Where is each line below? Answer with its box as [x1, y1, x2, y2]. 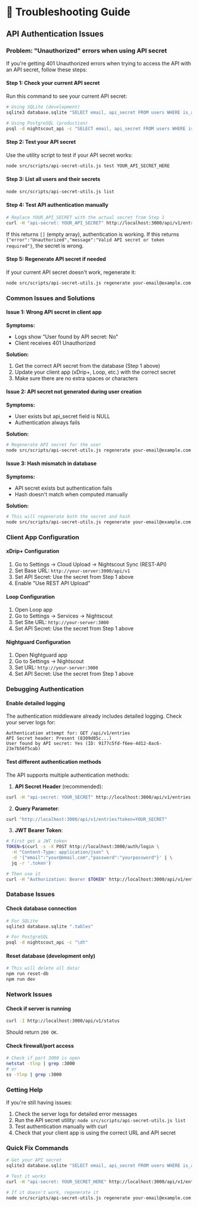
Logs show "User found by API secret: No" [14, 333, 119, 340]
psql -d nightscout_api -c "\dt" [6, 939, 88, 945]
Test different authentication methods [6, 759, 101, 766]
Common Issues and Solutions [6, 294, 95, 302]
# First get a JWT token [6, 838, 67, 845]
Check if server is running [6, 1005, 71, 1012]
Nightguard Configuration [6, 638, 71, 645]
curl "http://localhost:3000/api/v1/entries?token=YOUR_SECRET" [6, 816, 167, 822]
